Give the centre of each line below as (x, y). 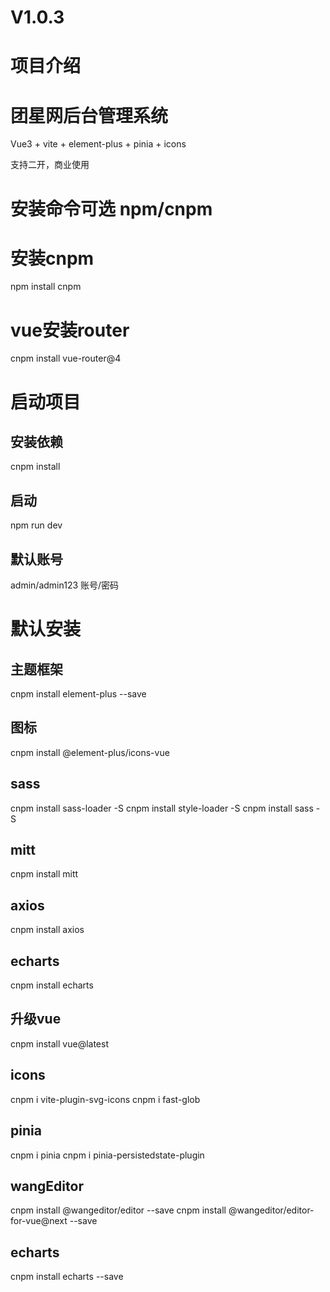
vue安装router (70, 330)
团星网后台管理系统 (89, 115)
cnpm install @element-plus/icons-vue (90, 752)
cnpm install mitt (44, 874)
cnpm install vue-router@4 (66, 358)
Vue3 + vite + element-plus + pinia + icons (98, 144)
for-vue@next (39, 1221)
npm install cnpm (46, 287)
